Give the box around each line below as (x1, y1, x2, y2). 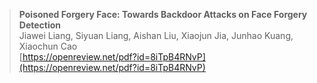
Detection (18, 19, 62, 31)
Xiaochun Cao (18, 40, 78, 52)
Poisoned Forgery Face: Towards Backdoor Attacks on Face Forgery (18, 9, 308, 20)
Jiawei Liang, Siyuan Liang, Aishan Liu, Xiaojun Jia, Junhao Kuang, (18, 30, 294, 41)
